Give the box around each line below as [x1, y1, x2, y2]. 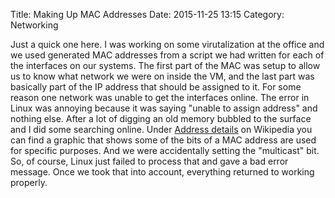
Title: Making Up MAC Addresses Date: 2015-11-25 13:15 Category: [10, 9, 285, 20]
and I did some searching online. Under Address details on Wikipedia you [10, 124, 313, 135]
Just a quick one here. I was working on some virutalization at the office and [10, 39, 325, 50]
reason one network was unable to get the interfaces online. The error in [10, 92, 310, 103]
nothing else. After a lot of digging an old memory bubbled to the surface [10, 113, 312, 124]
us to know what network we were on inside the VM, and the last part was [10, 70, 315, 82]
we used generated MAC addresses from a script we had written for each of [10, 49, 325, 61]
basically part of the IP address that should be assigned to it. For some [10, 81, 302, 93]
